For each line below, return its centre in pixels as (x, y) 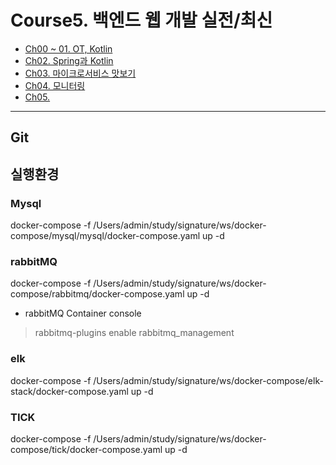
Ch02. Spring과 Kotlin (69, 60)
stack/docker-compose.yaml (69, 391)
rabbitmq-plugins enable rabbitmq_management (134, 333)
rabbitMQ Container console (83, 313)
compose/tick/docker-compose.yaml (86, 449)
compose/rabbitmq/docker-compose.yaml (97, 294)
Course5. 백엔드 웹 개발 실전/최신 (141, 20)
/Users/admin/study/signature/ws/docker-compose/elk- (208, 380)
